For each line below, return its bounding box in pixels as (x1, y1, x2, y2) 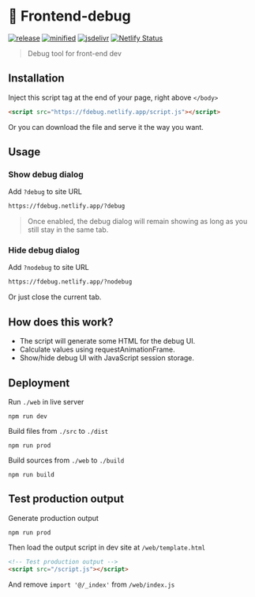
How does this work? (8, 315, 114, 329)
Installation (8, 71, 65, 86)
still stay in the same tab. (27, 225, 109, 234)
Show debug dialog (8, 169, 84, 180)
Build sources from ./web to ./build (8, 455, 125, 465)
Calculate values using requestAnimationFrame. (19, 344, 175, 355)
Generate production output (8, 513, 99, 523)
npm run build (8, 470, 55, 478)
